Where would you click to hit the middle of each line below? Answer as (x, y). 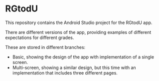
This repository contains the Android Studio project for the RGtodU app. (79, 22)
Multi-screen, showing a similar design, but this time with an (74, 67)
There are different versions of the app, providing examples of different (78, 32)
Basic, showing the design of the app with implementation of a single (83, 57)
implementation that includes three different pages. (65, 72)
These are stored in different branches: (45, 47)
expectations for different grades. (40, 37)
